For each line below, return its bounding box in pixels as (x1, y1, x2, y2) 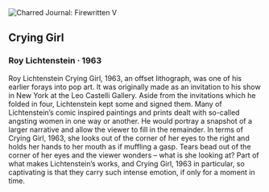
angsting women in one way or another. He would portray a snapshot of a (8, 116, 252, 125)
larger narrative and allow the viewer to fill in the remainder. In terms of (8, 125, 244, 134)
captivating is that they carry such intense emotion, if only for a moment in (8, 167, 255, 177)
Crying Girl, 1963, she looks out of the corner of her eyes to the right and (8, 133, 250, 143)
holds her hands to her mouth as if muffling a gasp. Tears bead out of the (8, 141, 251, 151)
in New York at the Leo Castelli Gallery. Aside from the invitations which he (8, 90, 256, 100)
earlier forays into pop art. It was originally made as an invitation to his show (8, 82, 261, 92)
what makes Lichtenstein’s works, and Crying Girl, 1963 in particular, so (8, 158, 246, 168)
